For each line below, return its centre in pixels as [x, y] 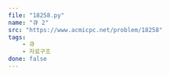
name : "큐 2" [29, 23]
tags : [17, 37]
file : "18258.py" [36, 15]
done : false [27, 59]
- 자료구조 [36, 52]
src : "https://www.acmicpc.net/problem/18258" [85, 30]
